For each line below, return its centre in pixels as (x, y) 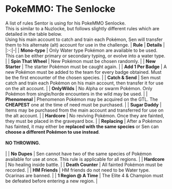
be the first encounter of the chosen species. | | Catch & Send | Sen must (83, 77)
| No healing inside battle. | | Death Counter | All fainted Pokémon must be (84, 164)
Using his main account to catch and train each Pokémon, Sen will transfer (84, 39)
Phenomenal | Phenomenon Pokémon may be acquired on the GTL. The (82, 99)
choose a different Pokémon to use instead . (53, 132)
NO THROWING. (23, 143)
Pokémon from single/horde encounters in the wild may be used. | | (77, 94)
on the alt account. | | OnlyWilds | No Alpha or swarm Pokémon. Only (79, 88)
